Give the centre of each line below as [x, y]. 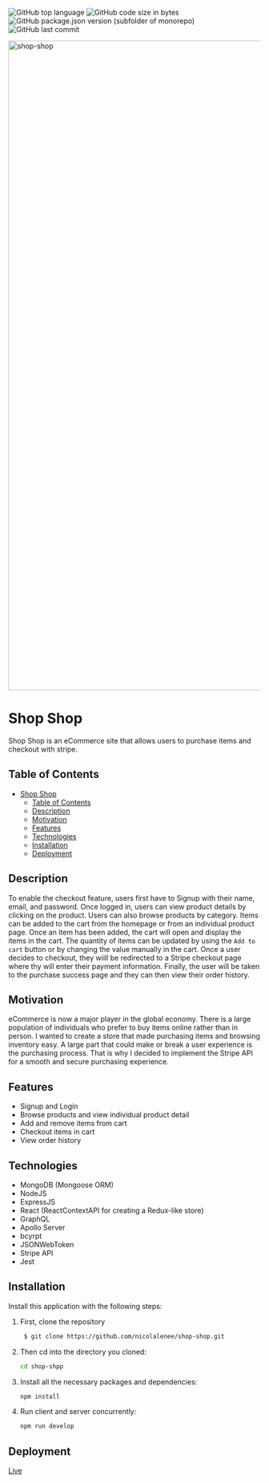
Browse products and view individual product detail [104, 1115]
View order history [50, 1141]
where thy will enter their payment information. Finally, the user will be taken [134, 966]
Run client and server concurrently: [78, 1412]
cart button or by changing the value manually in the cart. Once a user [125, 949]
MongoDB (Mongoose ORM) [67, 1185]
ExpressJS [38, 1202]
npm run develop [47, 1426]
